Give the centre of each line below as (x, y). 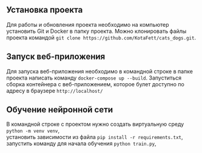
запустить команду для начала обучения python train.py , (81, 144)
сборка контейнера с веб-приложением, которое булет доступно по (96, 84)
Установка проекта (45, 10)
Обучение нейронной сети (60, 110)
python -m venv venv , (33, 131)
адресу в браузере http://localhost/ (55, 90)
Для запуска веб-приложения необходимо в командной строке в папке (99, 71)
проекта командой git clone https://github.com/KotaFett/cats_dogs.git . (101, 37)
